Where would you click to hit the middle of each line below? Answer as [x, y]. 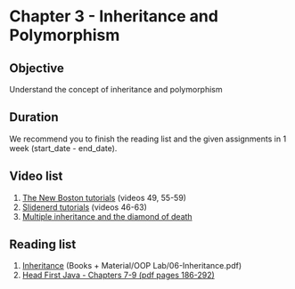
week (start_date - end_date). [63, 148]
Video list [36, 177]
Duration [34, 117]
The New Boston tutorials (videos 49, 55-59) [104, 197]
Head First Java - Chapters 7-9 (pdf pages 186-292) [119, 275]
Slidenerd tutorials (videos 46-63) [84, 207]
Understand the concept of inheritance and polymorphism [116, 89]
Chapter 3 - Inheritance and [114, 16]
